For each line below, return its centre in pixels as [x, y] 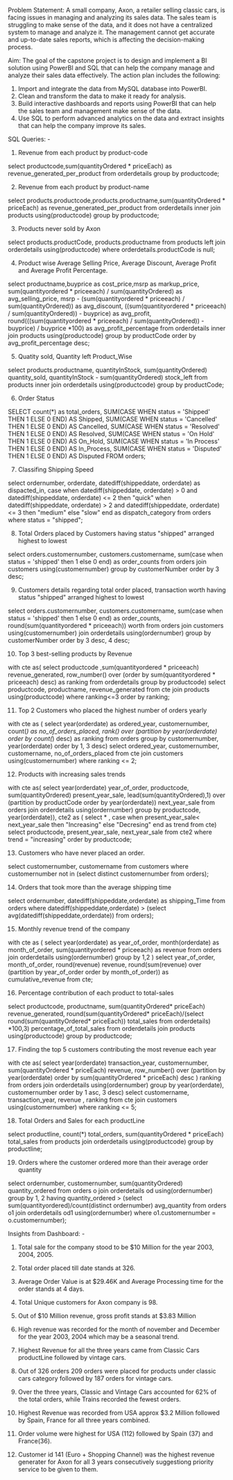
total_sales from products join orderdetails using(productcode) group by [111, 1141]
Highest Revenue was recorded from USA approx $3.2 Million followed [119, 1413]
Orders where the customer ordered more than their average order [113, 1162]
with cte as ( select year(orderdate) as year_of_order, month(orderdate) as [114, 942]
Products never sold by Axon [59, 228]
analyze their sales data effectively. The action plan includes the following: [114, 75]
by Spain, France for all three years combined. [84, 1420]
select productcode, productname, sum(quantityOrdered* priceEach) [106, 1006]
